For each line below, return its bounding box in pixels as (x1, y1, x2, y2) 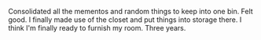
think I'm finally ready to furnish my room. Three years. (8, 24, 186, 32)
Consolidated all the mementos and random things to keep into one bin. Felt (8, 7, 253, 16)
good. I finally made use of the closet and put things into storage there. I (8, 15, 242, 24)
